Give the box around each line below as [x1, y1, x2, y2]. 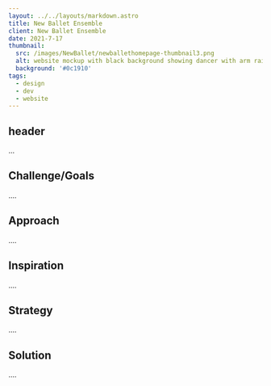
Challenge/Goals [8, 169, 95, 183]
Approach [8, 214, 60, 228]
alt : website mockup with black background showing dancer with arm [15, 57, 251, 65]
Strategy [8, 304, 53, 317]
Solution [8, 348, 52, 362]
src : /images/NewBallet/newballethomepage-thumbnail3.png [15, 49, 215, 57]
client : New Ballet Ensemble [8, 27, 106, 35]
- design [15, 79, 45, 87]
